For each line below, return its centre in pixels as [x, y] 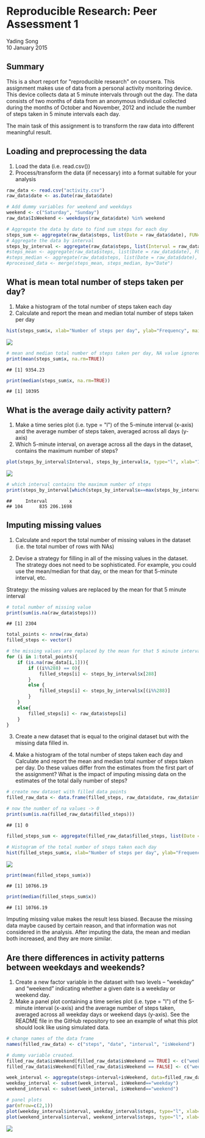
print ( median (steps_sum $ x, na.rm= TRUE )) [59, 380]
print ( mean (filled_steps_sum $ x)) [49, 875]
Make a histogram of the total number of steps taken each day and [99, 755]
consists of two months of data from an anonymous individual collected [96, 101]
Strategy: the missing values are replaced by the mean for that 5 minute [96, 589]
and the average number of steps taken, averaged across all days [97, 431]
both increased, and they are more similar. [59, 938]
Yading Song [22, 41]
